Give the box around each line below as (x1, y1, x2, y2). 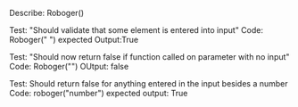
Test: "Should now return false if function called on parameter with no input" (9, 52, 290, 62)
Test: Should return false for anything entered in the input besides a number (9, 78, 288, 88)
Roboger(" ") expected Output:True (9, 35, 139, 45)
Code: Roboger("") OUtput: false (9, 62, 129, 71)
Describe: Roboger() (9, 8, 85, 18)
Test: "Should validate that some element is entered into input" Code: (9, 25, 263, 35)
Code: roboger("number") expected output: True (9, 88, 188, 98)
